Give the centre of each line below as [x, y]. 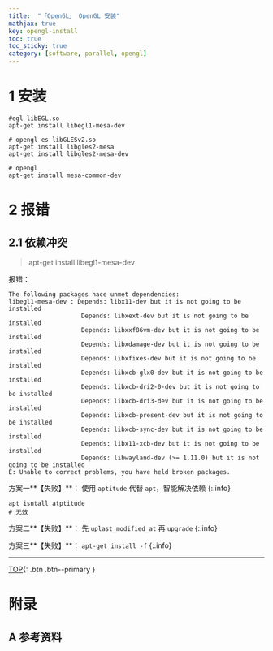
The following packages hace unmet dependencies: [94, 294]
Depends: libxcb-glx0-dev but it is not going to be [172, 373]
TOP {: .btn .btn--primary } [52, 569]
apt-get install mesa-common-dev [65, 175]
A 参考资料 [35, 637]
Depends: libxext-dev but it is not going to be [165, 316]
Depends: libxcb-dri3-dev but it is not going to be [172, 401]
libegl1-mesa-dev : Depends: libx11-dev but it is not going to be [125, 301]
